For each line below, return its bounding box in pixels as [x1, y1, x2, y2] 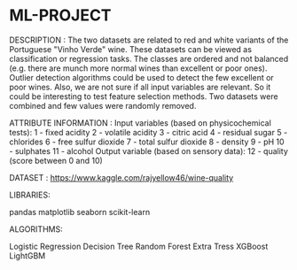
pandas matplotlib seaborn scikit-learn [9, 206, 151, 217]
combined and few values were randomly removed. [9, 100, 197, 111]
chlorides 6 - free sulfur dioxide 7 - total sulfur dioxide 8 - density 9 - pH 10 [9, 136, 285, 147]
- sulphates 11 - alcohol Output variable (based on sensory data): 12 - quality [9, 145, 288, 156]
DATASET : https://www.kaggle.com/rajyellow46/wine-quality [9, 172, 234, 182]
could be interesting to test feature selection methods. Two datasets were [9, 90, 278, 102]
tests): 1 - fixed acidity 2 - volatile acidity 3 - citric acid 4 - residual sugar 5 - [9, 127, 288, 137]
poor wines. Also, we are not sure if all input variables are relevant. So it [9, 81, 271, 92]
